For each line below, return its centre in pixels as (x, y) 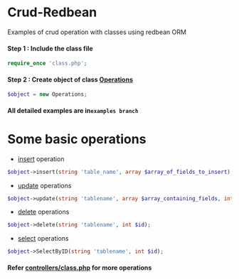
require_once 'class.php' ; (47, 64)
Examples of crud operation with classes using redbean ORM (97, 32)
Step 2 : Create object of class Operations (70, 80)
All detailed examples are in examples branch (73, 110)
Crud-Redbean (52, 12)
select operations (43, 239)
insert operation (41, 159)
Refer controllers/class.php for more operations (80, 268)
